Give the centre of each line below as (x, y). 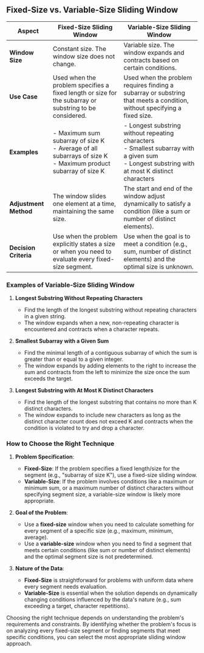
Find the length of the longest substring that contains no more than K (110, 402)
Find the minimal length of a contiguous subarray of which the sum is (110, 353)
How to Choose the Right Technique (60, 444)
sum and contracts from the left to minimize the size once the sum (107, 372)
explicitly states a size (84, 244)
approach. (19, 644)
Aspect (28, 31)
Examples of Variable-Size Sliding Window (70, 285)
